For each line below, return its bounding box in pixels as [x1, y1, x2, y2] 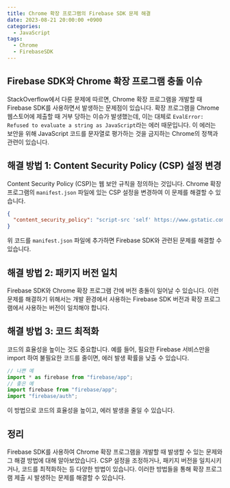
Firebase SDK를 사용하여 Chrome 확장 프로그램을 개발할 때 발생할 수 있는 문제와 [7, 448, 223, 456]
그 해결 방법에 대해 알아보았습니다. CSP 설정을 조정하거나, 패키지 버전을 [7, 456, 199, 464]
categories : [7, 23, 41, 30]
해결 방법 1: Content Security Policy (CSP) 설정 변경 [7, 160, 222, 172]
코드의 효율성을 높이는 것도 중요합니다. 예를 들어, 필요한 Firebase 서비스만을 [7, 345, 210, 353]
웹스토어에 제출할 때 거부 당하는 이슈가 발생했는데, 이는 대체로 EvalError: [7, 112, 204, 120]
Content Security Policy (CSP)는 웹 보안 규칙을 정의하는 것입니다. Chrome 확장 [7, 179, 222, 187]
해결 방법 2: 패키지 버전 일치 [7, 267, 118, 279]
